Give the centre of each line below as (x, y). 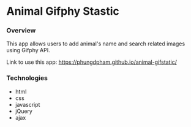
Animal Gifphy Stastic (63, 11)
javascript (28, 104)
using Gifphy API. (28, 50)
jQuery (24, 111)
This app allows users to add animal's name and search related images (96, 44)
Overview (21, 31)
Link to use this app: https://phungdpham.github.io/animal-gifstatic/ (92, 62)
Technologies (27, 78)
